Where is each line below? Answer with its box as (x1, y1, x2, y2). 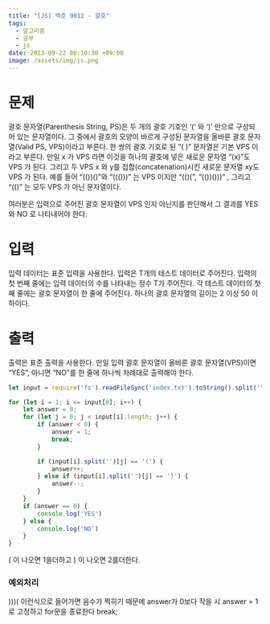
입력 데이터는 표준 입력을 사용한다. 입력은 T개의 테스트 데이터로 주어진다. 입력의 (8, 268, 257, 278)
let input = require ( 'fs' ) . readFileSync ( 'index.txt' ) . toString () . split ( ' (8, 383, 261, 392)
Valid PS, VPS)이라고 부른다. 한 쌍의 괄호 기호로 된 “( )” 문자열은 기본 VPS (17, 141, 251, 151)
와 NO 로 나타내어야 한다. (8, 209, 88, 218)
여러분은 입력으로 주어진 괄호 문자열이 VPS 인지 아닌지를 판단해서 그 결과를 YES (8, 198, 259, 209)
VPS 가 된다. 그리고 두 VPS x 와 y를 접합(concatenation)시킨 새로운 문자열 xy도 (8, 161, 260, 171)
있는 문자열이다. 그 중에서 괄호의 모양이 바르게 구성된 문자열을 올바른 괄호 (16, 132, 247, 141)
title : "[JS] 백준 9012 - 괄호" (8, 11, 110, 20)
